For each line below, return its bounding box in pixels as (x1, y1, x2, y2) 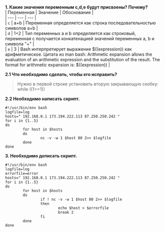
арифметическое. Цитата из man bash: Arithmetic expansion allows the (5, 51, 153, 57)
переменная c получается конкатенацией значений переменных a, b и (5, 36, 155, 41)
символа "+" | (5, 41, 34, 46)
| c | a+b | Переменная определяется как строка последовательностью (5, 20, 156, 26)
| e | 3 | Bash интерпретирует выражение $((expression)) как (5, 46, 132, 52)
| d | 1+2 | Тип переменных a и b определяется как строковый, (5, 31, 136, 36)
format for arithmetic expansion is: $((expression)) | (5, 62, 110, 68)
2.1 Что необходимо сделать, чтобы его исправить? (5, 72, 117, 77)
